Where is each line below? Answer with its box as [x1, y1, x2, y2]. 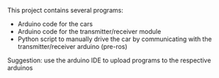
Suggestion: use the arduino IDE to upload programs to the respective [7, 56, 211, 65]
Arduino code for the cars [17, 20, 94, 28]
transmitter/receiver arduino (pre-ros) [17, 43, 128, 50]
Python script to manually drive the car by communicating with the [17, 35, 213, 43]
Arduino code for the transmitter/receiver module [17, 28, 162, 35]
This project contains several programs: [7, 6, 124, 14]
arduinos [7, 64, 33, 72]
